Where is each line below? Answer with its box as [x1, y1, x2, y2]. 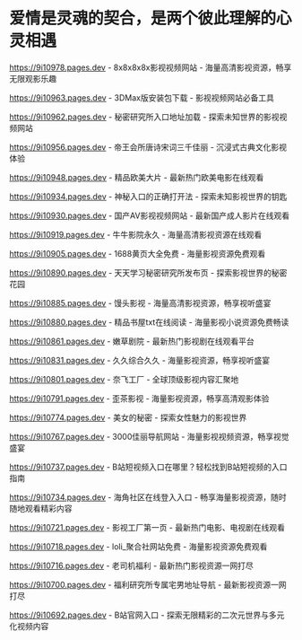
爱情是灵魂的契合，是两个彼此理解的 [9, 8, 277, 29]
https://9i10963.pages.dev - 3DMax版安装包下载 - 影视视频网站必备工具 [9, 92, 275, 103]
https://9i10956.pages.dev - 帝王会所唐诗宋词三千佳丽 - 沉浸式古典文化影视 [9, 141, 288, 153]
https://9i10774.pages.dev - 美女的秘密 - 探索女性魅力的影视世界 [9, 412, 247, 423]
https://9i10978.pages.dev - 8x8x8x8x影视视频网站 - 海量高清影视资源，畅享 [9, 62, 292, 73]
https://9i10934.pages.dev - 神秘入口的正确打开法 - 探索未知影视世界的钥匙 [9, 190, 288, 202]
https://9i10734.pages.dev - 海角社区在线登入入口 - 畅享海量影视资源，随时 [9, 491, 287, 503]
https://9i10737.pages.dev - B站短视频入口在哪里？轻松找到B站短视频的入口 [9, 461, 289, 472]
